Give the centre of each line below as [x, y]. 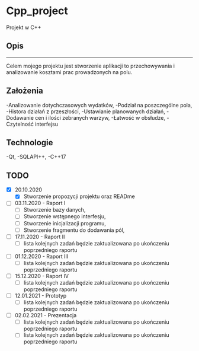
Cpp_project [37, 11]
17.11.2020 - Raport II [40, 237]
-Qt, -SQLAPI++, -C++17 [36, 157]
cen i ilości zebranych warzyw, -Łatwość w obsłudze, [100, 117]
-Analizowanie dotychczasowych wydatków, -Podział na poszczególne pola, [99, 105]
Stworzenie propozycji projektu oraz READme [79, 196]
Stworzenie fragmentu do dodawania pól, [74, 230]
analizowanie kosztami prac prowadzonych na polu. [69, 72]
